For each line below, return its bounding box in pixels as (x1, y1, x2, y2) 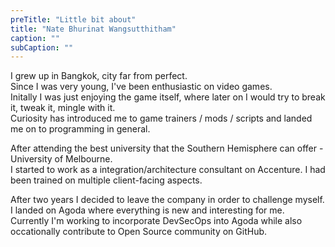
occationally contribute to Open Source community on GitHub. (10, 226, 268, 238)
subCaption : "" (10, 42, 74, 53)
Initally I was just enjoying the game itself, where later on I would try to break (10, 91, 326, 103)
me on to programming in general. (10, 123, 151, 135)
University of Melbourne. (10, 153, 113, 165)
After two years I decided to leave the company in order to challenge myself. (10, 194, 325, 206)
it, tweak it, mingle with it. (10, 102, 116, 114)
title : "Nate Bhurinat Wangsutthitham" (10, 24, 177, 34)
